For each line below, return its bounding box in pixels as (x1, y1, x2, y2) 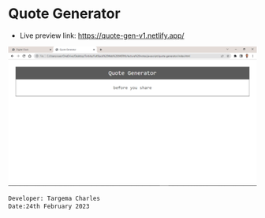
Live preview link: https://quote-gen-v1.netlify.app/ (19, 31, 185, 40)
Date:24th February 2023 (8, 202, 90, 210)
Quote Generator (8, 5, 121, 23)
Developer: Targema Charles (8, 194, 101, 202)
